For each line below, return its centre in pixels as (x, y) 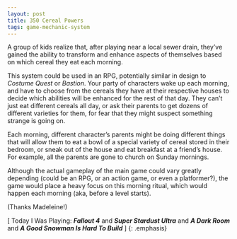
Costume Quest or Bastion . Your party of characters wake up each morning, (118, 83)
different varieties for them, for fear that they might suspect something (110, 113)
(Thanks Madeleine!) (37, 207)
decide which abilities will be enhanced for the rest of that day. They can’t (115, 98)
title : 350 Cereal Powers (45, 21)
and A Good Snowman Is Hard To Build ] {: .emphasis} (87, 228)
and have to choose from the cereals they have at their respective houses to (118, 91)
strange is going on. (36, 121)
